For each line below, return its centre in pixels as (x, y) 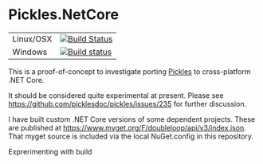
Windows (30, 52)
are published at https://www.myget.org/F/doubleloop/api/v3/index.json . (128, 127)
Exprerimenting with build (50, 151)
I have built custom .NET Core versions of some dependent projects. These (132, 119)
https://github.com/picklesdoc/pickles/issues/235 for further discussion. (128, 103)
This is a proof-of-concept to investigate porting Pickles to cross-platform (130, 71)
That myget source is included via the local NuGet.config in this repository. (131, 136)
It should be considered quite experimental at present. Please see (116, 95)
